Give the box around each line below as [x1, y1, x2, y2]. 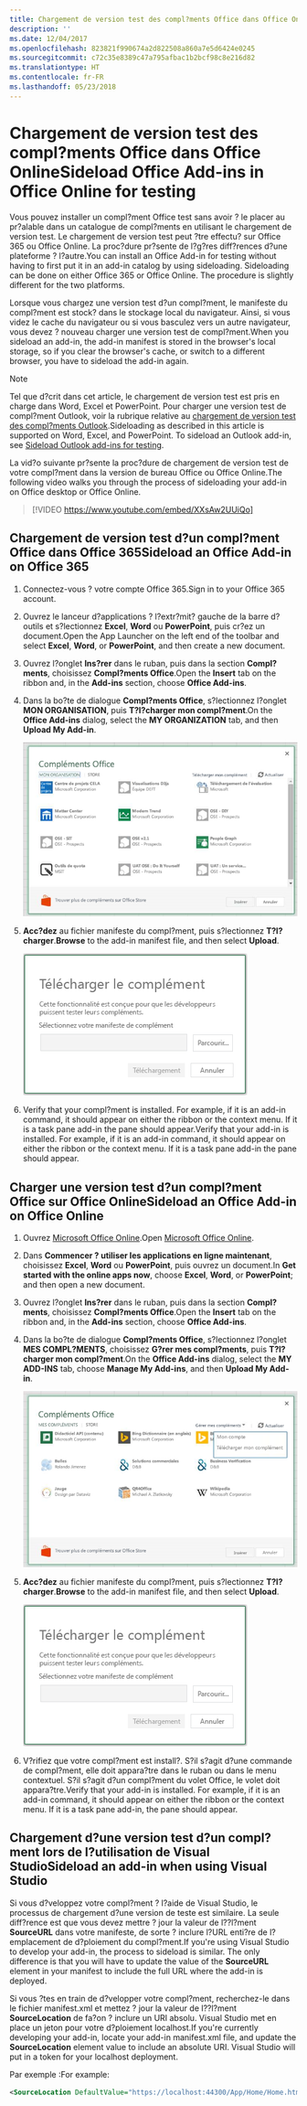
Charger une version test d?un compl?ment [9, 1180, 262, 1195]
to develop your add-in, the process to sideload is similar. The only [9, 1946, 260, 1957]
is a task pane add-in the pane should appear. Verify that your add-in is [22, 1124, 290, 1135]
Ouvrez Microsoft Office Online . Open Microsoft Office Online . [22, 1233, 254, 1244]
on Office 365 [9, 559, 90, 575]
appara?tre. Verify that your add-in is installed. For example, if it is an [22, 1784, 281, 1795]
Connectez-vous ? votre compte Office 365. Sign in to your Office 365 [22, 583, 285, 594]
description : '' [9, 24, 71, 34]
